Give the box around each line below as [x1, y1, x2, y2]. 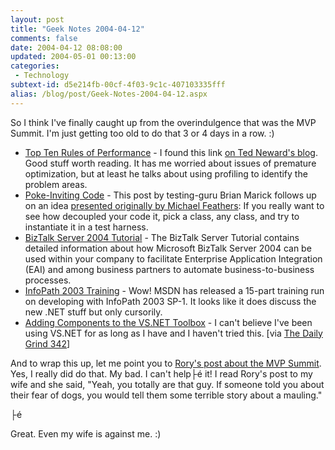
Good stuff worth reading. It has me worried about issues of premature [24, 157, 317, 169]
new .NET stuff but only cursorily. [24, 306, 163, 318]
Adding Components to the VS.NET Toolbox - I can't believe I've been [24, 316, 313, 328]
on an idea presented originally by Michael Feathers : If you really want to [24, 199, 325, 211]
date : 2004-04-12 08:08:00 [10, 42, 123, 53]
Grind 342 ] [24, 337, 71, 350]
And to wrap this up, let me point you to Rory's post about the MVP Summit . [10, 357, 322, 369]
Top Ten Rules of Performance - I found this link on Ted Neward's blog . [24, 146, 318, 158]
